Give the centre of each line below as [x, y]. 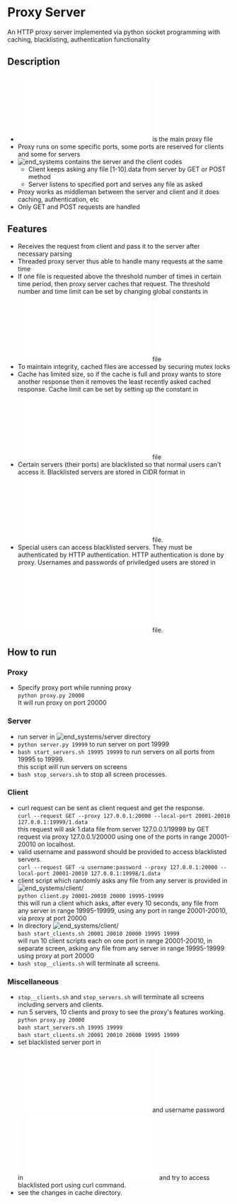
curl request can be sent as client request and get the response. [111, 807]
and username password [188, 1110]
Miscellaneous [33, 982]
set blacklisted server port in [59, 1043]
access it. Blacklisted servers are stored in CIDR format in [101, 472]
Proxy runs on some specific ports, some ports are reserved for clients [121, 147]
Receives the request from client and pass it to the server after [109, 246]
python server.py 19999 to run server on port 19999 [93, 744]
